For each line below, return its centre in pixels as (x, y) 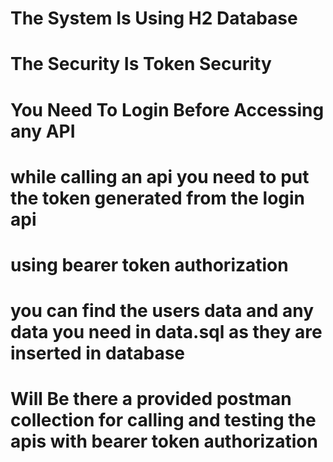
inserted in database (98, 353)
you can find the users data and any (162, 311)
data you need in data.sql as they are (166, 332)
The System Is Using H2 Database (154, 18)
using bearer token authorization (149, 264)
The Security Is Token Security (141, 64)
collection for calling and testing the (163, 420)
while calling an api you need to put (160, 176)
